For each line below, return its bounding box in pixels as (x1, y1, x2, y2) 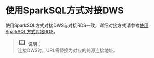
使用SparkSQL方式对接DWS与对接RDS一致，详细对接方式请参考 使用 (5, 22, 149, 28)
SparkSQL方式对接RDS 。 (5, 28, 58, 34)
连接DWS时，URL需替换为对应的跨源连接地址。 (17, 47, 118, 53)
